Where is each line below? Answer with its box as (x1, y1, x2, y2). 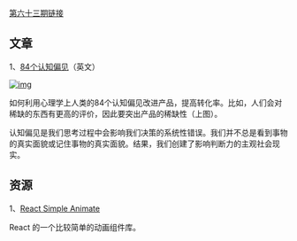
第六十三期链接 (9, 8, 64, 18)
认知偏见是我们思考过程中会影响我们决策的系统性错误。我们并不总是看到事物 (9, 127, 288, 137)
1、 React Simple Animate (9, 203, 100, 214)
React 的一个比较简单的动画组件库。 (9, 222, 141, 232)
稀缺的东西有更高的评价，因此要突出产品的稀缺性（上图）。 (9, 108, 223, 119)
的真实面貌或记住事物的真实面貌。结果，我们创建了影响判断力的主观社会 (9, 138, 272, 149)
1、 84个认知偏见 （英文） (9, 61, 100, 72)
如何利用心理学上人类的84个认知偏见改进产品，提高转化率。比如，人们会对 (9, 97, 283, 108)
